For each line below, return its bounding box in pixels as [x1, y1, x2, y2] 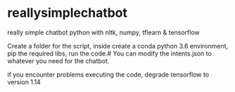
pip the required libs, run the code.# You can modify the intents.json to [7, 49, 212, 58]
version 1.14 [7, 77, 41, 86]
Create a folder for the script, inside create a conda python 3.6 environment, [7, 41, 229, 50]
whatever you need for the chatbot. [7, 56, 110, 65]
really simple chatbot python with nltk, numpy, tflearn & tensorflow [7, 28, 201, 37]
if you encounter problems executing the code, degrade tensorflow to [7, 70, 210, 79]
